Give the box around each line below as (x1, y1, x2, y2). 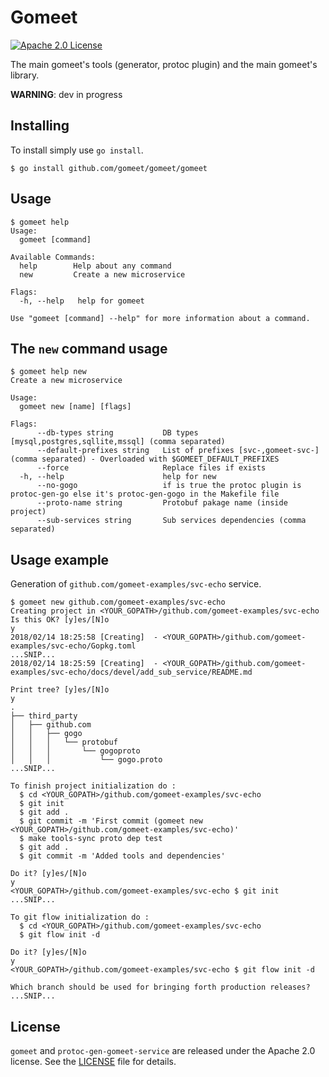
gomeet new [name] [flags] (19, 402, 132, 412)
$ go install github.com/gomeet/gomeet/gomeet (10, 163, 208, 173)
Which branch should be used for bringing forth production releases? (10, 982, 311, 993)
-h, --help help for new (19, 472, 217, 482)
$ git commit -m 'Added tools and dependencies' (19, 851, 226, 861)
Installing (10, 117, 70, 135)
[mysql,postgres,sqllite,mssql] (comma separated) (10, 437, 226, 447)
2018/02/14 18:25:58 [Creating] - (10, 632, 159, 643)
